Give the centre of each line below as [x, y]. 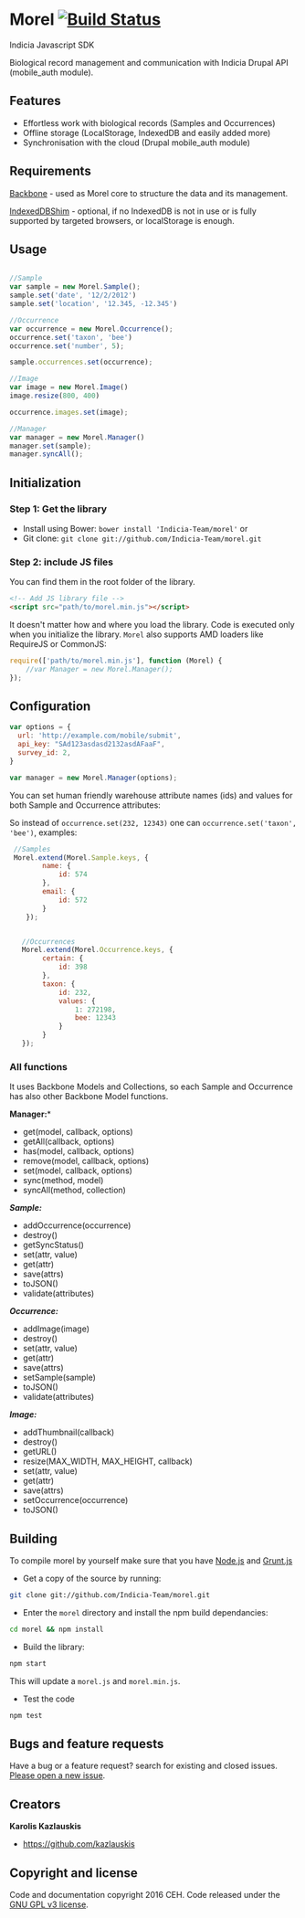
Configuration [50, 706]
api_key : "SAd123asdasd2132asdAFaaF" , [92, 745]
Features [35, 101]
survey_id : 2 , [44, 753]
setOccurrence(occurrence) [75, 1500]
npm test [26, 1715]
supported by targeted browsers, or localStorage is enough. [122, 220]
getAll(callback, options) [68, 1141]
